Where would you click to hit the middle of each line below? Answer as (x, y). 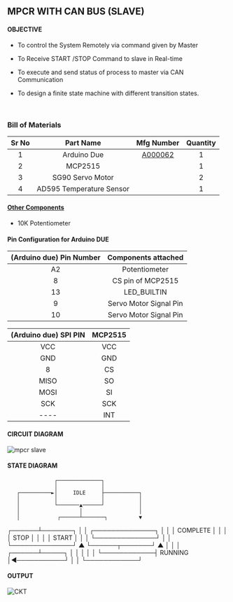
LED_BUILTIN (145, 292)
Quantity (201, 143)
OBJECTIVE (25, 29)
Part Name (83, 143)
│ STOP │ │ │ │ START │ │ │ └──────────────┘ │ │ (90, 538)
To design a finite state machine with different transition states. (108, 93)
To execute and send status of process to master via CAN (100, 72)
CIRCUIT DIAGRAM (35, 434)
